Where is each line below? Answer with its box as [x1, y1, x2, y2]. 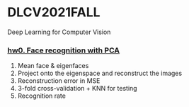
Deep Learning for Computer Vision [7, 28, 111, 36]
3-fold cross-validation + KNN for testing [17, 84, 137, 93]
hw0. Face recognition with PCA [7, 45, 120, 55]
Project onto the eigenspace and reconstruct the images [17, 69, 183, 78]
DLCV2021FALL [7, 4, 101, 21]
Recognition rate [17, 91, 66, 100]
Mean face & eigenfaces [17, 62, 89, 70]
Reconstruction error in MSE [17, 77, 101, 85]
